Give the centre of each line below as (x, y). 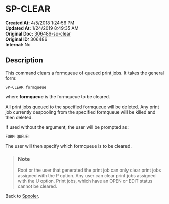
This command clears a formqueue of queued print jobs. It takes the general (85, 73)
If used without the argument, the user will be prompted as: (67, 127)
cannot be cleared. (37, 186)
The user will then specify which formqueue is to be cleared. (68, 146)
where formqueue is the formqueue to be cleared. (58, 96)
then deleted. (19, 117)
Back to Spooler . (22, 196)
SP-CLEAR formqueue (26, 87)
